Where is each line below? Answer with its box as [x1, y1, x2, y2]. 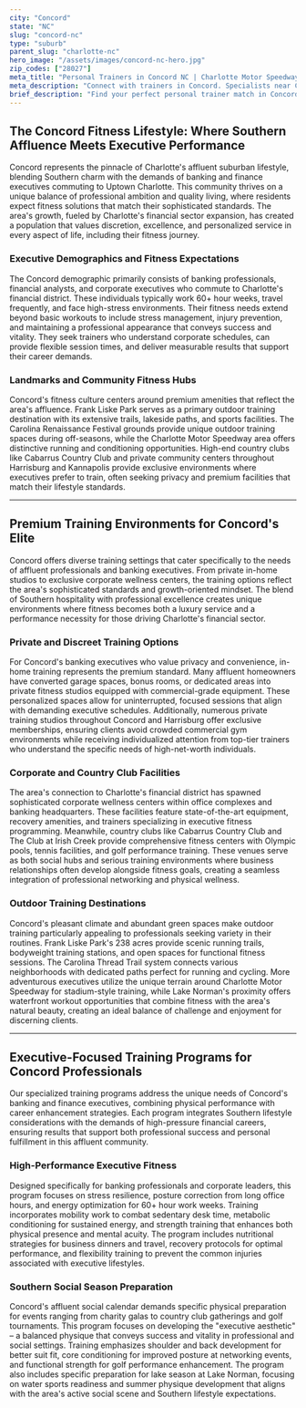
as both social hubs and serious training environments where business [9, 854, 274, 866]
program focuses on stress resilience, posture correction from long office [9, 1189, 285, 1200]
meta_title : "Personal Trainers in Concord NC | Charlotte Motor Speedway [9, 73, 300, 82]
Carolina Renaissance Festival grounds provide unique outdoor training [9, 423, 276, 434]
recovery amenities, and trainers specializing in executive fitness [9, 816, 252, 827]
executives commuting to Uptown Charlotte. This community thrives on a [9, 181, 284, 192]
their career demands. [9, 350, 93, 361]
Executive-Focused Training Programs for [9, 1050, 252, 1065]
